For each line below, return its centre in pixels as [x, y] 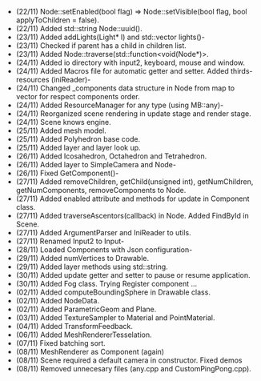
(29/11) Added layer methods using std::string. [92, 267]
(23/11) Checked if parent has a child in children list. [101, 46]
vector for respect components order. [78, 96]
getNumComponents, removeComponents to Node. [101, 190]
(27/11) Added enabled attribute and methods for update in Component [133, 199]
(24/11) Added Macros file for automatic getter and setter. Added [122, 71]
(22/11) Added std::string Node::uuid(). [79, 28]
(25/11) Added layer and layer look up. [78, 148]
